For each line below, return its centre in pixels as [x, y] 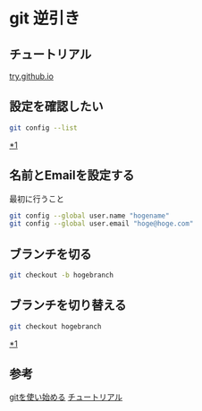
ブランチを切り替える [68, 305]
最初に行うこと [37, 199]
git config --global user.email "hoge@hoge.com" [101, 224]
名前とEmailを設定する [72, 176]
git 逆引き [45, 18]
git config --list [43, 128]
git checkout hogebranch [55, 326]
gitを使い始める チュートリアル [66, 397]
